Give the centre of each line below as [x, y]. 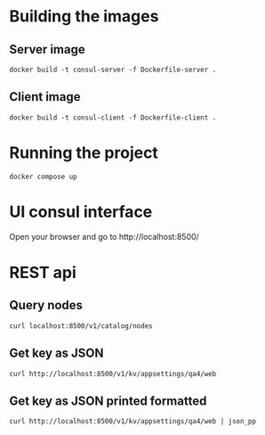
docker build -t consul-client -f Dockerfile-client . [113, 118]
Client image [45, 97]
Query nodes [46, 305]
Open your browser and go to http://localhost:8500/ [104, 236]
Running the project [84, 152]
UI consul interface [81, 212]
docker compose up [43, 176]
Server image [48, 49]
